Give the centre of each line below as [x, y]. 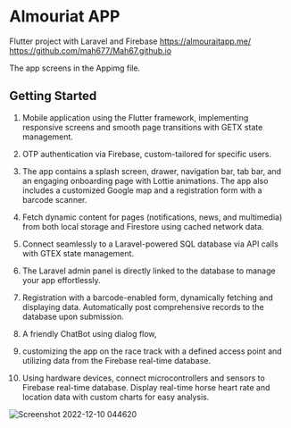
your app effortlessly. [61, 280]
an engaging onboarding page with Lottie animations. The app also [145, 180]
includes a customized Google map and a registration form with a [142, 190]
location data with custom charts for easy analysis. [116, 397]
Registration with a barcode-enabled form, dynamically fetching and [148, 298]
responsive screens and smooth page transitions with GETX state [142, 127]
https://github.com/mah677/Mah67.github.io [91, 50]
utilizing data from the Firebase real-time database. [116, 360]
